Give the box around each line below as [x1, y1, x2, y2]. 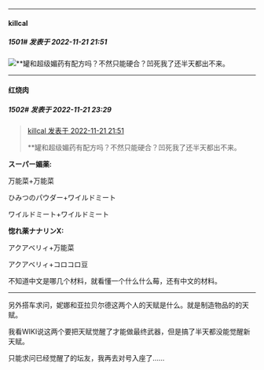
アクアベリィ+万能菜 [8, 243, 75, 252]
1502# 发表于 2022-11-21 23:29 [8, 104, 112, 114]
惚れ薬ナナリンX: [8, 226, 64, 236]
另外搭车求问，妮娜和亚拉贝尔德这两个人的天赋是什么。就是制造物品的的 [8, 300, 242, 310]
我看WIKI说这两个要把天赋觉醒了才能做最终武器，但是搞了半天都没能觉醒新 [8, 327, 251, 336]
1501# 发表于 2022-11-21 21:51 [8, 37, 108, 47]
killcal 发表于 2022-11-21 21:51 [27, 126, 124, 136]
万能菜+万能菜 [8, 176, 55, 185]
